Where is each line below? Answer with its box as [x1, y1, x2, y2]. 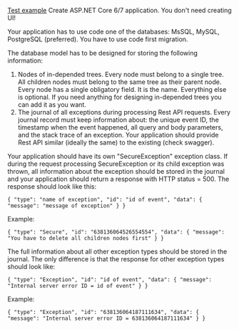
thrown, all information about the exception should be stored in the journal [7, 167, 225, 175]
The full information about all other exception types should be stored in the [7, 247, 228, 256]
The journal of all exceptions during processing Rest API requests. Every [17, 108, 230, 116]
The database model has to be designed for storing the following [7, 49, 198, 57]
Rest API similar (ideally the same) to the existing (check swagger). [17, 138, 215, 147]
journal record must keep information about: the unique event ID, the [17, 115, 219, 124]
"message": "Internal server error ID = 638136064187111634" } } [7, 315, 205, 322]
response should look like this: [7, 182, 97, 191]
